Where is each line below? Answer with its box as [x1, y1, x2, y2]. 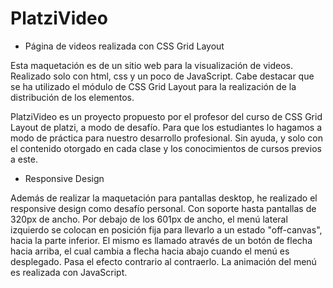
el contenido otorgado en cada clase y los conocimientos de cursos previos [10, 142, 322, 154]
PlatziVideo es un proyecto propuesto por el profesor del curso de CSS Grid [10, 110, 323, 122]
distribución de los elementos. [10, 91, 135, 103]
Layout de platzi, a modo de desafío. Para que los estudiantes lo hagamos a [10, 121, 323, 133]
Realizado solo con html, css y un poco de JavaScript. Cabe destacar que [10, 70, 315, 82]
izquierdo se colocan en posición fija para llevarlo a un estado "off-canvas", [10, 223, 323, 236]
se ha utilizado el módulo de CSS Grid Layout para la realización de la [10, 80, 297, 92]
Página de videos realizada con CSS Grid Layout [24, 40, 225, 52]
